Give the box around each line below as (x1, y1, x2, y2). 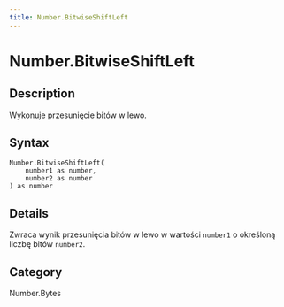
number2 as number (25, 174, 93, 183)
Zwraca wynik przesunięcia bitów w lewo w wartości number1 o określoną (9, 229, 276, 240)
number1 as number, (25, 166, 97, 175)
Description (9, 86, 75, 102)
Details (9, 205, 49, 221)
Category (9, 265, 63, 280)
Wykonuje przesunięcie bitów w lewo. (9, 110, 148, 120)
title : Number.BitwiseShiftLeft (9, 12, 128, 22)
